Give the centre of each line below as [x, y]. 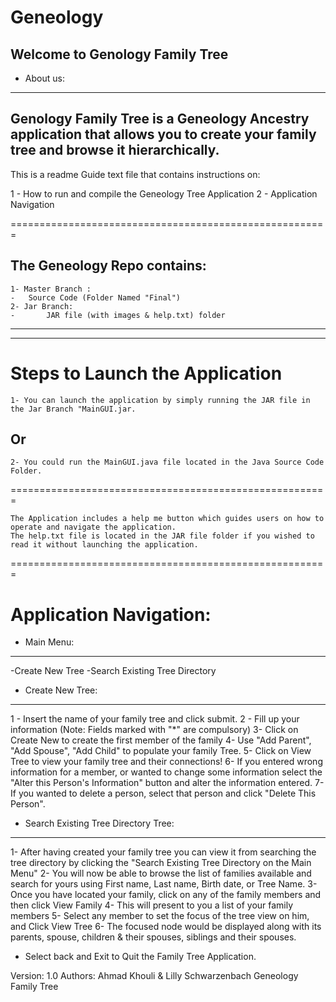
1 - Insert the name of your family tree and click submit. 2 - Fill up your [155, 719]
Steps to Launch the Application [146, 373]
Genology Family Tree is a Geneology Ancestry [160, 119]
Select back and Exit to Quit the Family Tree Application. [140, 957]
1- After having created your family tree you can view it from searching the [163, 852]
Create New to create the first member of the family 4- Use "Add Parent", [161, 740]
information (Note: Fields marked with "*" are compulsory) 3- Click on [154, 730]
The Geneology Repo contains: [108, 266]
